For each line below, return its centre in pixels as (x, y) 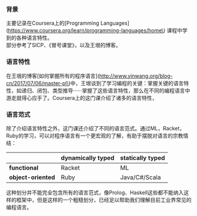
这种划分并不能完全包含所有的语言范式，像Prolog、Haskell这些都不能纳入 (95, 193)
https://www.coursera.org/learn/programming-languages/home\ (86, 31)
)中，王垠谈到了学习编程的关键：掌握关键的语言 (126, 83)
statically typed (143, 158)
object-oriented (32, 177)
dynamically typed (88, 158)
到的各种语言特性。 (29, 38)
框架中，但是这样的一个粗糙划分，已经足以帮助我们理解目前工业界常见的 (104, 200)
